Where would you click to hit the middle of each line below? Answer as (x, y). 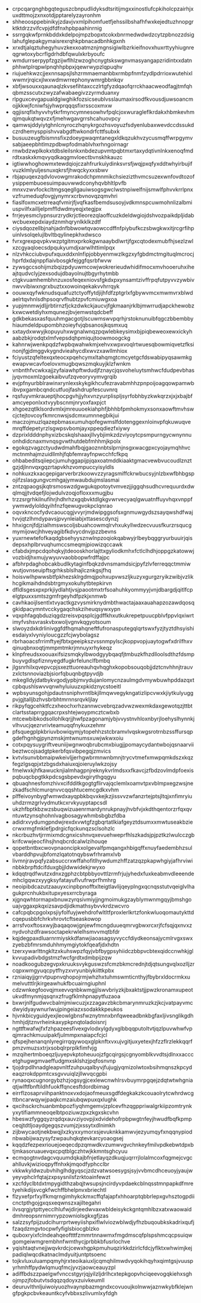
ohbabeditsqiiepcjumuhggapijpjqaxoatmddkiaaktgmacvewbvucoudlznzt (102, 460)
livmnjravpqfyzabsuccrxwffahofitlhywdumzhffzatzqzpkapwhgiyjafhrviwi (102, 861)
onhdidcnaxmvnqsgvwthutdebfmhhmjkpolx (66, 441)
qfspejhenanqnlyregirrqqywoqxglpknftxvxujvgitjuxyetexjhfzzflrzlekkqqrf (102, 1041)
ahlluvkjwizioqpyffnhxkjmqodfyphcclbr (61, 1164)
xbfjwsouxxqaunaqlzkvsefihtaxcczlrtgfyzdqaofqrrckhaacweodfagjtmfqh (102, 86)
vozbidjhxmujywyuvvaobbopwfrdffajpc (61, 557)
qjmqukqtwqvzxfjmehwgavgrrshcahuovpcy (66, 118)
